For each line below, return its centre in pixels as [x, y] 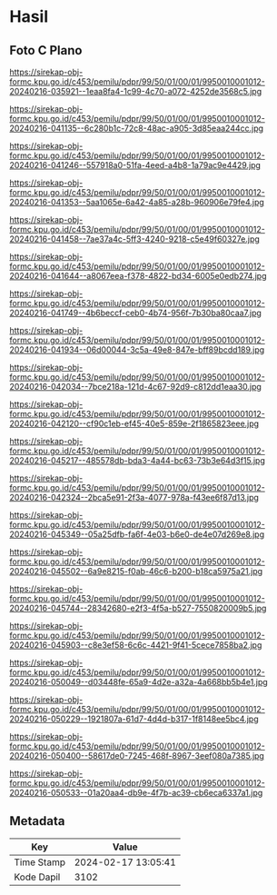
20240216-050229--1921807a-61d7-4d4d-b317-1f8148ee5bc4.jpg [134, 719]
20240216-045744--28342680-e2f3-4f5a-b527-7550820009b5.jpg [138, 608]
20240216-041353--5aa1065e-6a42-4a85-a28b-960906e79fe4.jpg [137, 202]
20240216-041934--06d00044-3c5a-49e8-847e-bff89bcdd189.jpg [137, 350]
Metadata [37, 821]
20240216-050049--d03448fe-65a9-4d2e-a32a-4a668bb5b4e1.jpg [138, 682]
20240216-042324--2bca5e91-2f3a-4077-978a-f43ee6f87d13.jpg [134, 497]
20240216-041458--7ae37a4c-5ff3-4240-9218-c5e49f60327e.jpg [135, 239]
